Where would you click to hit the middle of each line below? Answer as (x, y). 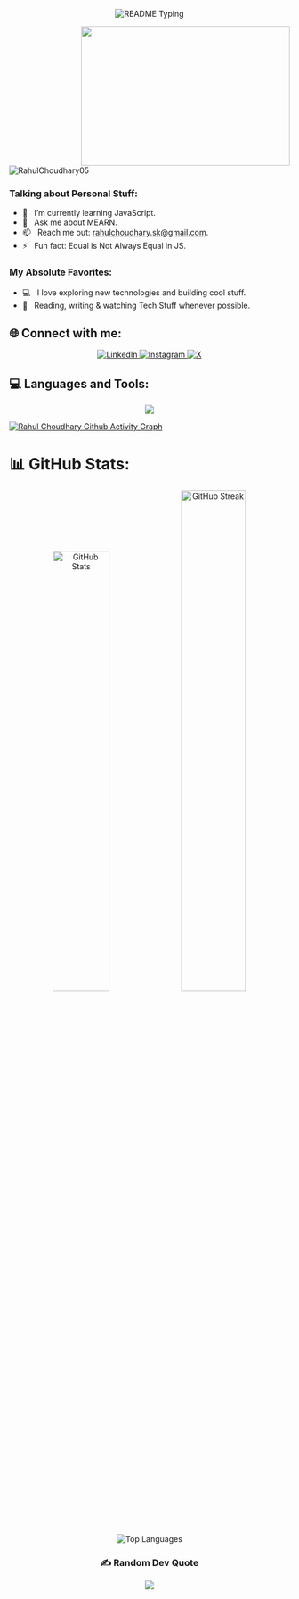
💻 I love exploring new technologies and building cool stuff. (134, 292)
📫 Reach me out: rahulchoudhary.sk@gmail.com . (115, 233)
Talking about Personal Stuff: (73, 194)
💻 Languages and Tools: (79, 384)
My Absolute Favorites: (61, 272)
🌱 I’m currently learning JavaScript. (89, 213)
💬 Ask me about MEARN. (69, 222)
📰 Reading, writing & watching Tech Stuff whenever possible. (136, 305)
